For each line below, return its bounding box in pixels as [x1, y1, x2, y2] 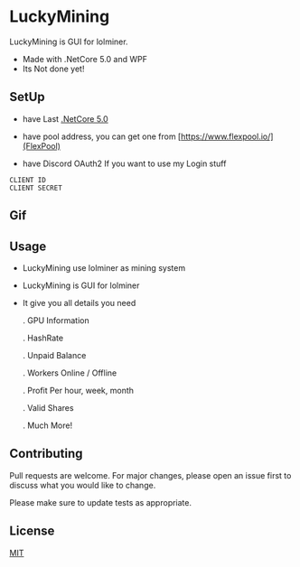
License [9, 524, 55, 539]
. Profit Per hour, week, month [22, 385, 134, 395]
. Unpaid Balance [22, 349, 87, 360]
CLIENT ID [9, 175, 47, 184]
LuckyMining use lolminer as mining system [22, 262, 186, 273]
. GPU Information [22, 314, 89, 326]
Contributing [9, 446, 83, 461]
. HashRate [22, 332, 64, 343]
